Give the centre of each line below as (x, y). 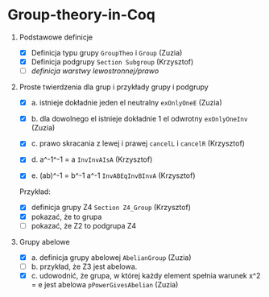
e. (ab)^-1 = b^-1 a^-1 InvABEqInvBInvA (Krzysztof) (113, 175)
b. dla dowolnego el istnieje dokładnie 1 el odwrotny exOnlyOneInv (139, 119)
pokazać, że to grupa (66, 217)
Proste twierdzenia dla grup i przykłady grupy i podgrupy (114, 87)
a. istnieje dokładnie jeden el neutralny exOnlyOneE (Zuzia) (126, 103)
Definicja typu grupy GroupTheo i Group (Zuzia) (107, 52)
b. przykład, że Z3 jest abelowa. (84, 266)
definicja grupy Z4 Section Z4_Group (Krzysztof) (111, 208)
